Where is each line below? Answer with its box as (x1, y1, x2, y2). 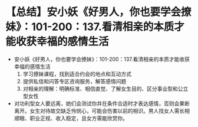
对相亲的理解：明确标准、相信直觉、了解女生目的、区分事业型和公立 (22, 85, 189, 92)
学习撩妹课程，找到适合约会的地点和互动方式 (22, 70, 132, 77)
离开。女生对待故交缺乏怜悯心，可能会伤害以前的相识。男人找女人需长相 (14, 107, 190, 114)
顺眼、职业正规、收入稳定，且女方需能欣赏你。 (14, 115, 128, 122)
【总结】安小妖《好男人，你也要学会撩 (5, 5, 192, 19)
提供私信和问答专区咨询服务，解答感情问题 (22, 77, 127, 84)
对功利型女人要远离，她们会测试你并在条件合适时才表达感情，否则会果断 (14, 100, 190, 107)
